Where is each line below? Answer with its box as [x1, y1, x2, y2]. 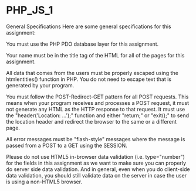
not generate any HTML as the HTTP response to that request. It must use [6, 105, 185, 112]
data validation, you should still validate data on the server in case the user [6, 172, 187, 179]
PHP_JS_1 [6, 4, 53, 17]
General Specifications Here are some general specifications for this [6, 23, 171, 30]
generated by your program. [6, 81, 75, 88]
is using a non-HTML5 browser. [6, 178, 83, 185]
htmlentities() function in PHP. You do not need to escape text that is [6, 76, 172, 83]
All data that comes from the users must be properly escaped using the [6, 69, 179, 76]
